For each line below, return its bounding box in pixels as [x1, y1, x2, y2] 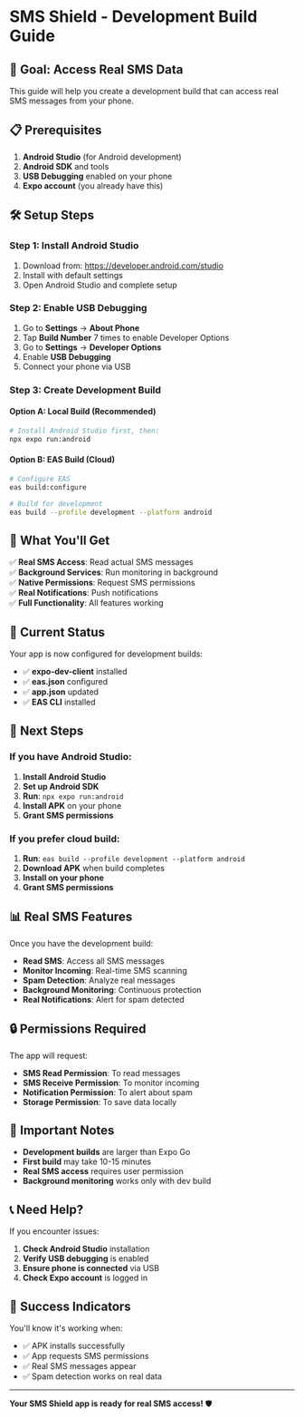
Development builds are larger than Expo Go [22, 1147, 191, 1158]
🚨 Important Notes [9, 1122, 115, 1138]
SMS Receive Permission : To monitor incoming [22, 1077, 200, 1088]
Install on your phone [22, 872, 104, 883]
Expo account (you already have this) [22, 180, 164, 191]
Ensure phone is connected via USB [22, 1263, 160, 1274]
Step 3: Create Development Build [9, 384, 161, 396]
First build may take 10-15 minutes [22, 1156, 152, 1167]
